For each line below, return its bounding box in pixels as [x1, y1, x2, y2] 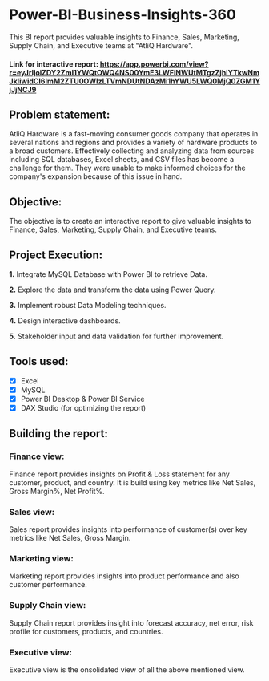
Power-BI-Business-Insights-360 [9, 6, 237, 24]
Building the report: [9, 427, 109, 440]
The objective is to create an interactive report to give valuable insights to [9, 217, 251, 226]
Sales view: [9, 506, 55, 517]
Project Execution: [9, 248, 103, 261]
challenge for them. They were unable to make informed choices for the [9, 163, 247, 173]
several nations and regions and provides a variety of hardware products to [9, 138, 258, 148]
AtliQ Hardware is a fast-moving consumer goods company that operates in [9, 129, 259, 139]
